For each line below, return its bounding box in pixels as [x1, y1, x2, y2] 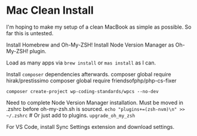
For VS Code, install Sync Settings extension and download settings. [6, 123, 175, 130]
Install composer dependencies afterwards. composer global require [6, 70, 171, 78]
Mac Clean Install [6, 4, 94, 17]
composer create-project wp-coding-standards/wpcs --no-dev [6, 88, 159, 94]
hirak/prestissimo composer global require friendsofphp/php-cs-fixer [6, 77, 177, 84]
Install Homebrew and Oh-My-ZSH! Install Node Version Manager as [6, 41, 174, 48]
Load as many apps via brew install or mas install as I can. [6, 59, 156, 66]
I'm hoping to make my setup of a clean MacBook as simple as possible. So [6, 23, 192, 30]
